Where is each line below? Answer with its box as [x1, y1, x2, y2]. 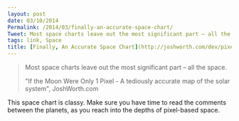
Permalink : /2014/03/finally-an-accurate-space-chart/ [7, 23, 174, 31]
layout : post [7, 10, 46, 18]
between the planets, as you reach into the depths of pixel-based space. [7, 106, 221, 114]
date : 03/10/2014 [7, 17, 59, 24]
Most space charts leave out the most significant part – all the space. [24, 63, 228, 71]
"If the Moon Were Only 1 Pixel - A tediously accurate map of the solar [24, 77, 230, 85]
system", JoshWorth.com [24, 85, 99, 93]
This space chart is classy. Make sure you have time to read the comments [7, 98, 226, 107]
